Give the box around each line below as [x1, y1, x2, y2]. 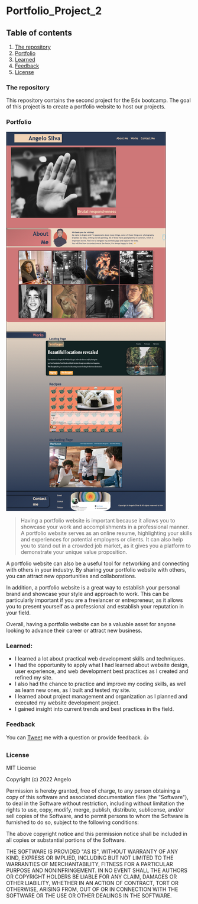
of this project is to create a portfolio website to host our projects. [6, 103, 166, 110]
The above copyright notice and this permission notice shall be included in [6, 831, 187, 838]
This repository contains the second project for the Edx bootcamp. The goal [6, 97, 191, 104]
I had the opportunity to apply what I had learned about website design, [14, 661, 189, 668]
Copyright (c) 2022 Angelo [6, 776, 72, 783]
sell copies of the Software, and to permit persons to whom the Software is [6, 813, 189, 820]
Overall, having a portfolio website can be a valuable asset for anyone [6, 620, 176, 627]
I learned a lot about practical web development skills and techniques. [14, 655, 186, 662]
